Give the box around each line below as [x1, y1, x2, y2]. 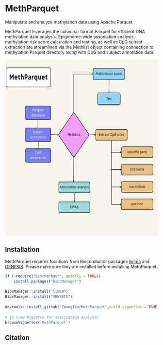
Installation [5, 245, 40, 254]
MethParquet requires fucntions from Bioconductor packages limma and [5, 258, 150, 264]
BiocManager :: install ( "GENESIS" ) [5, 294, 73, 299]
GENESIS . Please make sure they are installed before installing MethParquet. [5, 264, 158, 269]
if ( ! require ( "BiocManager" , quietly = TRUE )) [5, 274, 101, 279]
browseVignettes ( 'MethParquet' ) [5, 320, 70, 325]
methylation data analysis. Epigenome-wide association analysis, [5, 34, 135, 40]
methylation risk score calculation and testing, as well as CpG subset [5, 39, 143, 44]
